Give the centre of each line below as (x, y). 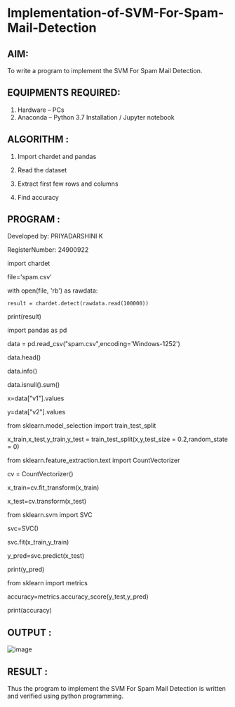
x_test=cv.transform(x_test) (47, 502)
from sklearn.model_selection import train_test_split (82, 426)
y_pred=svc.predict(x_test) (46, 556)
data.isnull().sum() (34, 385)
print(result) (25, 317)
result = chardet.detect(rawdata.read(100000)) (78, 304)
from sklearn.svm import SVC (50, 515)
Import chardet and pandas (57, 156)
